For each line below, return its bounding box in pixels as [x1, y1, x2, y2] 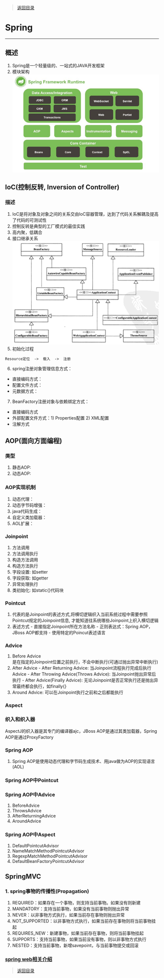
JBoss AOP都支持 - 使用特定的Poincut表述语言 [12, 630, 106, 636]
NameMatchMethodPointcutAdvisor [12, 848, 84, 854]
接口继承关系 [12, 235, 38, 241]
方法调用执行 [12, 551, 38, 557]
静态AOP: [12, 464, 31, 470]
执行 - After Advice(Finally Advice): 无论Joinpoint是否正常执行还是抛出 [12, 678, 154, 683]
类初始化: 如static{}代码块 [12, 587, 64, 593]
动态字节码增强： [12, 502, 47, 508]
